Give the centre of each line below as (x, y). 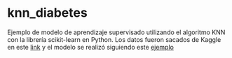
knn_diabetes (47, 13)
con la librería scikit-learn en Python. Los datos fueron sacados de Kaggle (114, 39)
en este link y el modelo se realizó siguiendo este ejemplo (90, 47)
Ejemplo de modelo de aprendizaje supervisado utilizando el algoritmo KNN (116, 32)
